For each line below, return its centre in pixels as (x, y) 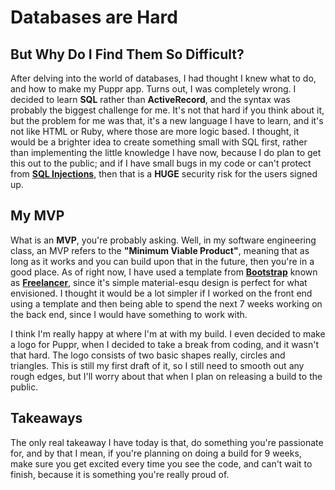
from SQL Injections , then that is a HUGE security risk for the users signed (164, 174)
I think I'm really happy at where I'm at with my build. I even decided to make (168, 333)
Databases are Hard (94, 17)
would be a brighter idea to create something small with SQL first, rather (159, 142)
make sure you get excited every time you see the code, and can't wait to (161, 463)
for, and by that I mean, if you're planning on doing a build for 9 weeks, (156, 453)
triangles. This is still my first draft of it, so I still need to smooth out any (157, 365)
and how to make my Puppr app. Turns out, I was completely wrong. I (153, 89)
